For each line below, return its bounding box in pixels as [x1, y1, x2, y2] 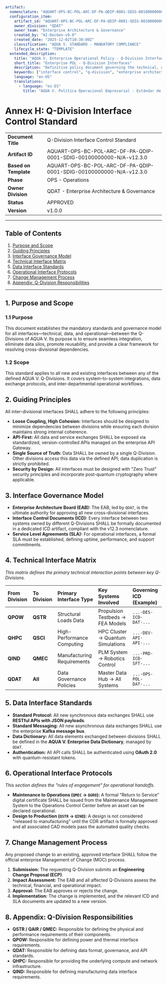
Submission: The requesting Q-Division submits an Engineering [12, 867, 145, 873]
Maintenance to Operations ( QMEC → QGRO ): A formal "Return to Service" [12, 792, 160, 798]
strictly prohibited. [12, 461, 50, 467]
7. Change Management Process [5, 838, 108, 847]
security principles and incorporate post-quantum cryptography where [12, 471, 158, 477]
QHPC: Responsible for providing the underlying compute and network [12, 958, 158, 964]
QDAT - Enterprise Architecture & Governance [47, 187, 155, 194]
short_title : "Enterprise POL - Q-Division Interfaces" [14, 60, 133, 65]
